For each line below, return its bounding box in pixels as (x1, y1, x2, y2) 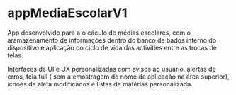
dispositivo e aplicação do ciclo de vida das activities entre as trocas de (7, 43, 218, 52)
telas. (7, 51, 23, 60)
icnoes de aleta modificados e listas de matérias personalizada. (7, 79, 193, 88)
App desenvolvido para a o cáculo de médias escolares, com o (7, 28, 191, 37)
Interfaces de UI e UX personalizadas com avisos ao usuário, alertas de (7, 65, 216, 73)
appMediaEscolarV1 (7, 5, 128, 21)
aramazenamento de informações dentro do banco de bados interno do (7, 35, 217, 44)
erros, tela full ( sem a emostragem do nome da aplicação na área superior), (7, 72, 230, 81)
